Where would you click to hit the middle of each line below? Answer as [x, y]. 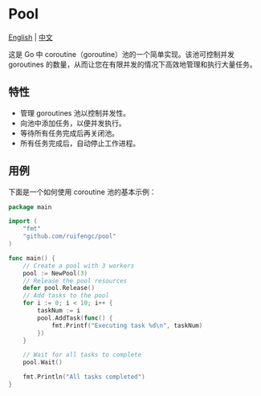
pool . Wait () [43, 362]
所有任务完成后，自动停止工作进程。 [80, 143]
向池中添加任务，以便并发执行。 [73, 123]
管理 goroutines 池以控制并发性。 [75, 112]
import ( [23, 222]
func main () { [32, 258]
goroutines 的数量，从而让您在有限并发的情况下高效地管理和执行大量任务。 [133, 64]
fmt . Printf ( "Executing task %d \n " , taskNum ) [127, 325]
